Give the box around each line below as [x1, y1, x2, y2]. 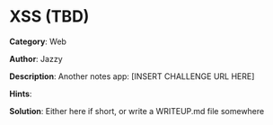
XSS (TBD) [9, 6, 90, 27]
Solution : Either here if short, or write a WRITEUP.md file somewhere [9, 105, 265, 116]
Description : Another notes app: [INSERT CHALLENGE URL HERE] [9, 70, 255, 82]
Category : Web [9, 36, 67, 47]
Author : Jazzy [9, 53, 63, 64]
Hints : [9, 88, 32, 99]
